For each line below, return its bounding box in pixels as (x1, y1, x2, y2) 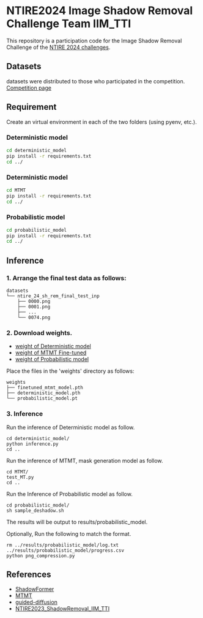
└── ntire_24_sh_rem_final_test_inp (6, 293, 100, 299)
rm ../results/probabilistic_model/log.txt (6, 542, 119, 548)
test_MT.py (6, 474, 34, 480)
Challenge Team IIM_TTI (6, 17, 131, 31)
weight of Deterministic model (15, 343, 92, 350)
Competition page (6, 84, 52, 91)
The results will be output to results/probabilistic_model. (6, 518, 148, 525)
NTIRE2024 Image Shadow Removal (6, 4, 193, 18)
